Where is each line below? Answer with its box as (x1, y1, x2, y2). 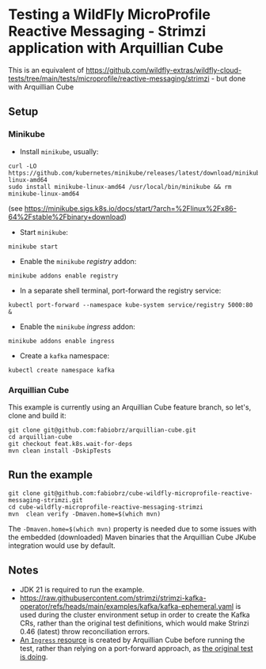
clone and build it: (8, 410, 66, 420)
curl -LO (8, 162, 37, 170)
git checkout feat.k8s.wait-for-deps (8, 440, 133, 448)
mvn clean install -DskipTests (8, 447, 112, 455)
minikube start (8, 243, 59, 251)
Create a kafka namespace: (19, 350, 110, 361)
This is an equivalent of (8, 65, 85, 74)
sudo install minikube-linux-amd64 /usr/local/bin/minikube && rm (8, 183, 232, 191)
